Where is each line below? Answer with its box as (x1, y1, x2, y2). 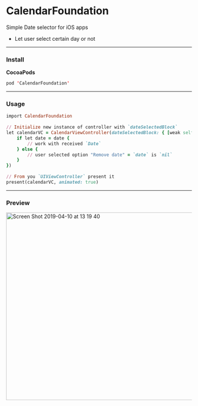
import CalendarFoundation (6, 113, 72, 119)
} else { (16, 146, 38, 152)
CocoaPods (6, 69, 35, 76)
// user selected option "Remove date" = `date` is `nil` (27, 152, 173, 158)
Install (6, 55, 25, 63)
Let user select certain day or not (14, 35, 95, 42)
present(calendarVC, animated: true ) (6, 179, 99, 185)
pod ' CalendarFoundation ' (6, 80, 70, 86)
